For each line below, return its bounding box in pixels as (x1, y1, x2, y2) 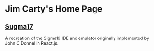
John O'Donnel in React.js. (5, 40, 58, 46)
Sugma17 (5, 23, 33, 31)
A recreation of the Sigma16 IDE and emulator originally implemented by (5, 35, 150, 41)
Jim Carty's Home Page (5, 3, 103, 14)
